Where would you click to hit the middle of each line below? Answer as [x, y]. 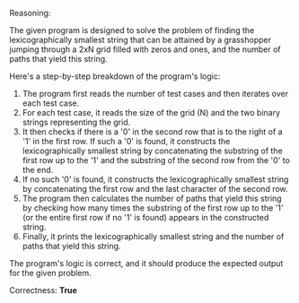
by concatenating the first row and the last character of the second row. [155, 189]
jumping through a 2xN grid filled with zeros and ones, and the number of [145, 49]
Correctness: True [44, 290]
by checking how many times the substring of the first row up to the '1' [153, 208]
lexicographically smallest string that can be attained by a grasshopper [141, 40]
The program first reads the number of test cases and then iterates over [155, 94]
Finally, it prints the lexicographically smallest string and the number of [153, 236]
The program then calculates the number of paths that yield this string [152, 198]
